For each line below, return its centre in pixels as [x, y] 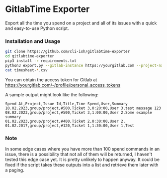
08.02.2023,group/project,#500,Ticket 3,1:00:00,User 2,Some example [79, 112]
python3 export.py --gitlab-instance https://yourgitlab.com [70, 65]
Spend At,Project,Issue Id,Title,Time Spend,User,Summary [66, 104]
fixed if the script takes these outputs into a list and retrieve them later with [82, 165]
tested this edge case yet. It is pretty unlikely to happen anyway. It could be [83, 159]
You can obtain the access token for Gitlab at [51, 80]
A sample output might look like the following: [52, 94]
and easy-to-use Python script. [37, 28]
